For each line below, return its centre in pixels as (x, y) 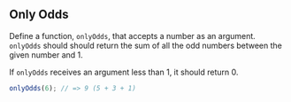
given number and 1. (46, 55)
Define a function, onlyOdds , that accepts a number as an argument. (133, 35)
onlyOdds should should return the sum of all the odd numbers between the (146, 45)
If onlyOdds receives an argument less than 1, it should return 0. (124, 72)
